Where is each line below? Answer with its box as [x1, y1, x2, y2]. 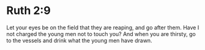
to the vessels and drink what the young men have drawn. [6, 37, 152, 44]
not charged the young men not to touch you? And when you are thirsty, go [6, 30, 196, 37]
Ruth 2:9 [6, 4, 51, 18]
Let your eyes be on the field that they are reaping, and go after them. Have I [6, 24, 199, 31]
